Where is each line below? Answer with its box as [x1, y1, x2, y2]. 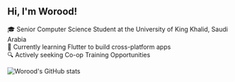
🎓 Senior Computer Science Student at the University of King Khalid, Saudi [7, 25, 229, 33]
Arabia [7, 35, 27, 43]
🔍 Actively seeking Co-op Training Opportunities [7, 50, 151, 59]
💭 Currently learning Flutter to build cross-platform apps [7, 42, 171, 51]
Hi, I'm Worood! [7, 6, 78, 18]
